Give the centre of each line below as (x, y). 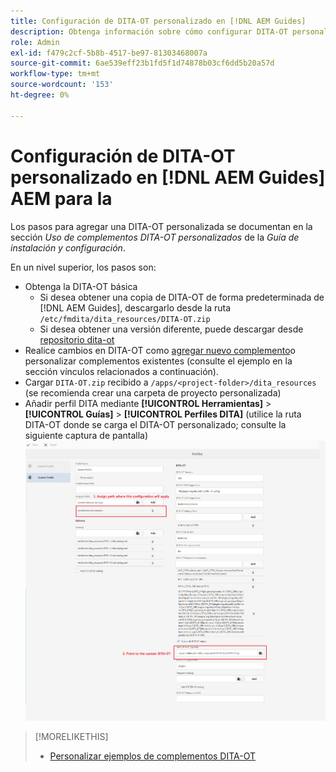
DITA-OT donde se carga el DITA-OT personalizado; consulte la (155, 424)
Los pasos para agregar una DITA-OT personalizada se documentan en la (161, 226)
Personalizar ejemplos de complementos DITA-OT (153, 756)
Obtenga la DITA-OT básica (81, 286)
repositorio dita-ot (77, 339)
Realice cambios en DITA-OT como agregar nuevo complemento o (160, 350)
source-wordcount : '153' (62, 85)
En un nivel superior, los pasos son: (83, 267)
